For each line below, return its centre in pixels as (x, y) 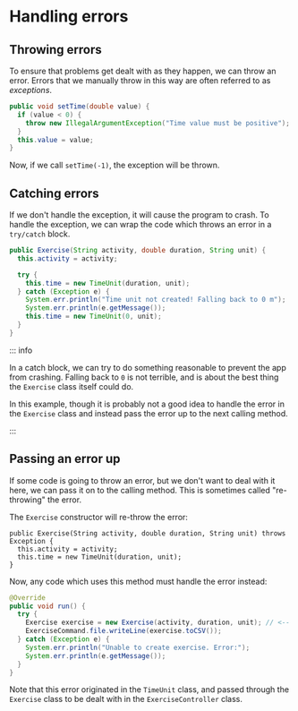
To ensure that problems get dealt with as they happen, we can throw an (143, 71)
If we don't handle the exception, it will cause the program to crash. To (140, 215)
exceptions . (30, 90)
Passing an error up (65, 459)
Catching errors (55, 193)
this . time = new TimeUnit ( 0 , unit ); (94, 317)
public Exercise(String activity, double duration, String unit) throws (148, 533)
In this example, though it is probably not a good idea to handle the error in (147, 404)
